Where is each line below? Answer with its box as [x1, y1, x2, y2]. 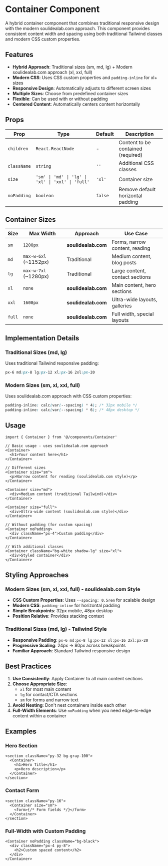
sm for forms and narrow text [19, 697, 79, 703]
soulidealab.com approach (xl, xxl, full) [12, 69, 92, 75]
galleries [111, 302, 132, 309]
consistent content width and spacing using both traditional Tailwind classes [5, 31, 162, 37]
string [35, 163, 51, 169]
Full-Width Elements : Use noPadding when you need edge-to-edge [12, 707, 151, 713]
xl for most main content [19, 686, 71, 692]
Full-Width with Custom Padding [5, 827, 86, 834]
